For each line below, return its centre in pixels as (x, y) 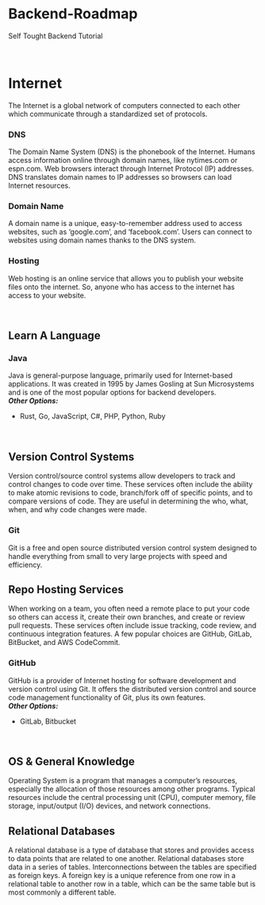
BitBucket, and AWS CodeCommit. (64, 643)
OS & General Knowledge (71, 761)
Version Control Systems (71, 457)
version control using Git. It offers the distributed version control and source (132, 689)
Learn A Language (54, 336)
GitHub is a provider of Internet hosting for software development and (122, 680)
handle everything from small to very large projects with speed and (118, 556)
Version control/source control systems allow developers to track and (122, 476)
